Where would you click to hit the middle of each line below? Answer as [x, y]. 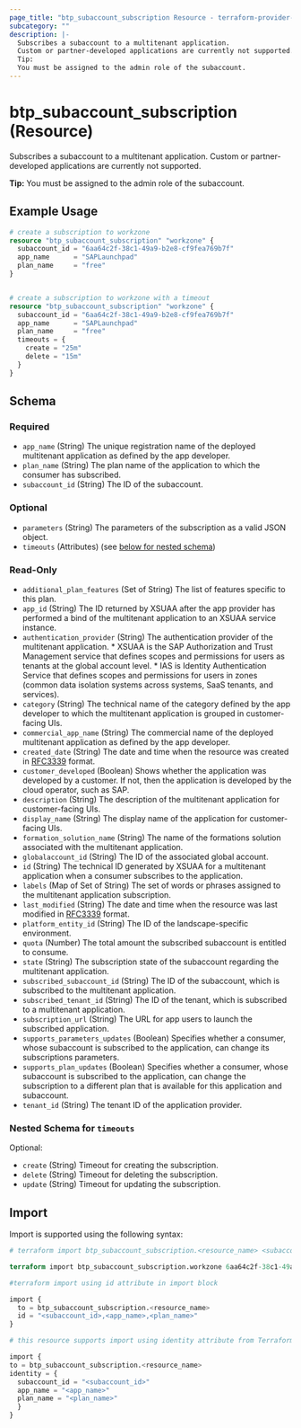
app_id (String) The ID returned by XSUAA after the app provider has [149, 608]
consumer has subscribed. [71, 475]
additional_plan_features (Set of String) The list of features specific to [154, 589]
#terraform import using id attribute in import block [114, 1283]
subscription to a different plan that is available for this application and [152, 1086]
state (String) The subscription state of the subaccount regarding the [150, 962]
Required [30, 426]
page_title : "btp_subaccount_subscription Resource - [112, 18]
